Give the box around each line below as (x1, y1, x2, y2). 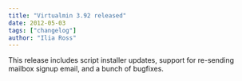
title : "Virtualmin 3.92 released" (8, 11, 127, 20)
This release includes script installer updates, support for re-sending (8, 56, 234, 65)
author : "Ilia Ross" (8, 33, 77, 42)
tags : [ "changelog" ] (8, 26, 77, 34)
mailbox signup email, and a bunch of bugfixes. (8, 64, 164, 74)
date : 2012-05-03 (8, 19, 66, 27)
